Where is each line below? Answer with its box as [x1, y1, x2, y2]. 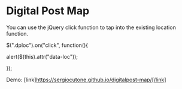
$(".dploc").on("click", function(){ [6, 42, 89, 49]
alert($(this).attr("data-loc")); [6, 53, 78, 60]
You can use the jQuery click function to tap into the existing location [6, 24, 177, 31]
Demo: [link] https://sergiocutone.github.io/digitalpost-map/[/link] [6, 76, 166, 83]
